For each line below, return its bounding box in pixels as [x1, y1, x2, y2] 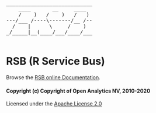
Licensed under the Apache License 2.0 [6, 100, 102, 107]
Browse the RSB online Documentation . [6, 73, 100, 81]
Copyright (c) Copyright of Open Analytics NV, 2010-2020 [6, 87, 151, 94]
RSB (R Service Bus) [6, 55, 105, 68]
